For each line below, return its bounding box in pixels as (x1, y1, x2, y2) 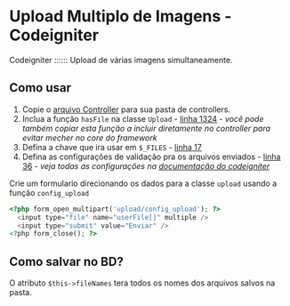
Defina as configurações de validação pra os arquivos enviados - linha (21, 151, 281, 162)
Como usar (9, 80, 72, 95)
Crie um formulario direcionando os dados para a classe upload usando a (9, 178, 278, 189)
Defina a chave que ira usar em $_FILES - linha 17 (21, 141, 202, 152)
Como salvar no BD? (9, 254, 125, 269)
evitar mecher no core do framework (21, 132, 157, 143)
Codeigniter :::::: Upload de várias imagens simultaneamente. (9, 54, 233, 65)
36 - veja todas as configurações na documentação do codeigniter (21, 160, 270, 171)
